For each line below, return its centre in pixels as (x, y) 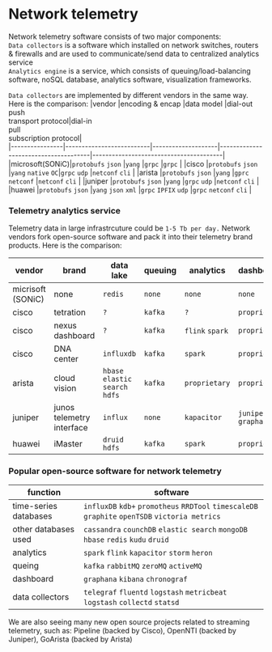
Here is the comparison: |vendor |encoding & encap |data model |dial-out (131, 104)
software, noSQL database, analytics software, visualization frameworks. (130, 79)
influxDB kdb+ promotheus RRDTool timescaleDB (171, 506)
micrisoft (29, 290)
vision (65, 388)
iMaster (68, 444)
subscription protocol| (45, 138)
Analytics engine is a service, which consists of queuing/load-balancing (130, 70)
